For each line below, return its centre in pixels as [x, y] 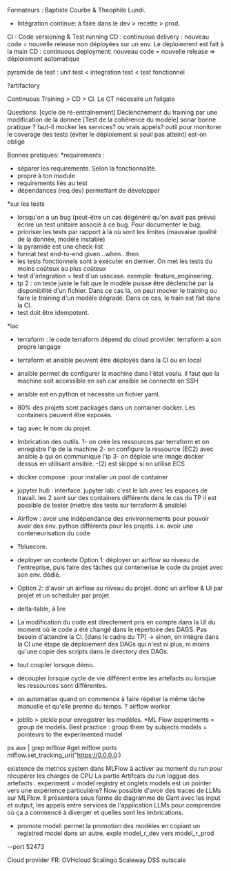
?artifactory [23, 85]
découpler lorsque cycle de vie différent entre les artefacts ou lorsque [116, 678]
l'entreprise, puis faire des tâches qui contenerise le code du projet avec [120, 567]
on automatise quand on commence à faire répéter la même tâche [111, 699]
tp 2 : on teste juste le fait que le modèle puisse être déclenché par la [115, 283]
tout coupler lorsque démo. [56, 665]
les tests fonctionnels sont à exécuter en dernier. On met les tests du [114, 261]
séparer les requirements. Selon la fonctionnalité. [87, 168]
